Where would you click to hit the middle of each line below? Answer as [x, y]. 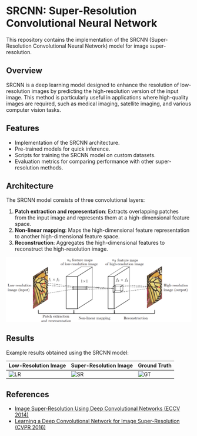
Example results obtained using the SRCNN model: [68, 352]
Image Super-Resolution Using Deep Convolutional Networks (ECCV [97, 408]
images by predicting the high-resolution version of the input [105, 91]
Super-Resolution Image [102, 365]
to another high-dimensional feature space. [67, 237]
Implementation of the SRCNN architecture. [67, 142]
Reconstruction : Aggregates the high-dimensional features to [90, 243]
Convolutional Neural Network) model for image [91, 46]
